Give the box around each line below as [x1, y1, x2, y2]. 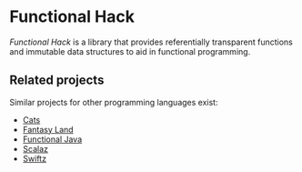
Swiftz [22, 153, 47, 164]
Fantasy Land [22, 124, 75, 135]
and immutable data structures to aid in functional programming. [9, 46, 251, 56]
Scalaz [22, 143, 48, 154]
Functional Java [22, 134, 83, 145]
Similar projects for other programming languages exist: [9, 96, 218, 107]
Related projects [9, 73, 105, 88]
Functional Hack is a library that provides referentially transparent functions [9, 36, 293, 47]
